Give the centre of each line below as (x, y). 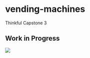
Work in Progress (33, 38)
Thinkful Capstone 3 (26, 23)
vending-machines (45, 9)
